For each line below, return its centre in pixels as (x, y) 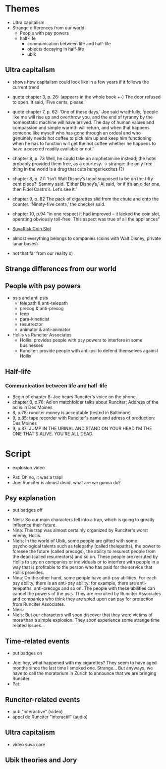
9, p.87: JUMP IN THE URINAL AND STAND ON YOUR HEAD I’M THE (82, 428)
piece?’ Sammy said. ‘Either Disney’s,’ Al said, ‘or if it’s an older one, (92, 184)
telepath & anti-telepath (44, 303)
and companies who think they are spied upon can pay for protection (83, 599)
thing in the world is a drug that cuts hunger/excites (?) (68, 169)
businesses (31, 345)
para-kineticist (34, 319)
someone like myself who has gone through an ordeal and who (77, 133)
